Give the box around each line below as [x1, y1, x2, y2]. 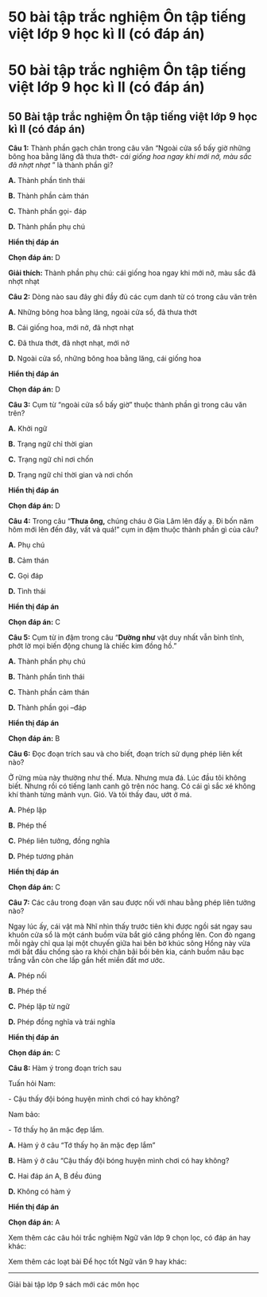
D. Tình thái [8, 586, 46, 596]
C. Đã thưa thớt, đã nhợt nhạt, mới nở [8, 338, 130, 348]
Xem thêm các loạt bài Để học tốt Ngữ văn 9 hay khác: [8, 1257, 188, 1267]
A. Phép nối [8, 971, 48, 980]
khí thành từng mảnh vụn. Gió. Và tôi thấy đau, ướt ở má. [8, 790, 192, 800]
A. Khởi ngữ [8, 424, 48, 434]
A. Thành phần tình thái [8, 176, 86, 185]
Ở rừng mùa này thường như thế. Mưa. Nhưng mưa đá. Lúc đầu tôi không [8, 773, 246, 783]
